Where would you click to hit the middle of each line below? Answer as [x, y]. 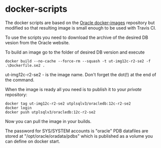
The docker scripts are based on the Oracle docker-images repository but [80, 23]
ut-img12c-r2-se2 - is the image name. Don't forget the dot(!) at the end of [81, 74]
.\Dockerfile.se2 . [25, 65]
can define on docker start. [33, 141]
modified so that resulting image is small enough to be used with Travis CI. [81, 28]
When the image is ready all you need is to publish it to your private [73, 89]
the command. [20, 80]
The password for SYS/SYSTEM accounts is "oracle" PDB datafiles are [77, 131]
